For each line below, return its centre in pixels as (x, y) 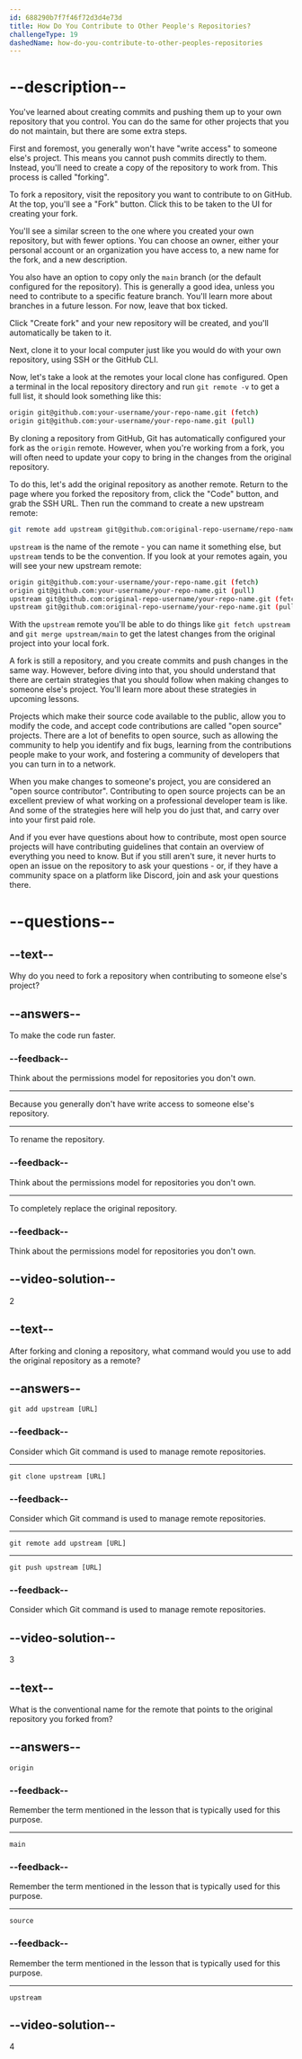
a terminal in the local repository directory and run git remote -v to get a (145, 386)
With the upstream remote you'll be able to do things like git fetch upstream (150, 625)
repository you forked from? (62, 1718)
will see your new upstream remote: (75, 565)
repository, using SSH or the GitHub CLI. (84, 359)
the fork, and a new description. (68, 260)
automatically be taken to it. (61, 333)
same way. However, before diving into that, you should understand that (142, 670)
